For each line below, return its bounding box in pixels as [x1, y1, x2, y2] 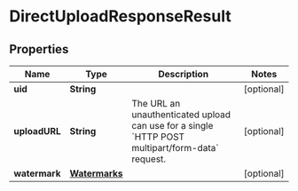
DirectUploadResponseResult [9, 6, 232, 27]
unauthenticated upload [131, 108, 231, 121]
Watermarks [69, 167, 123, 179]
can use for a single [131, 120, 214, 131]
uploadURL [13, 125, 61, 137]
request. [131, 153, 167, 165]
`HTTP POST [131, 131, 184, 143]
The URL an [131, 98, 181, 109]
